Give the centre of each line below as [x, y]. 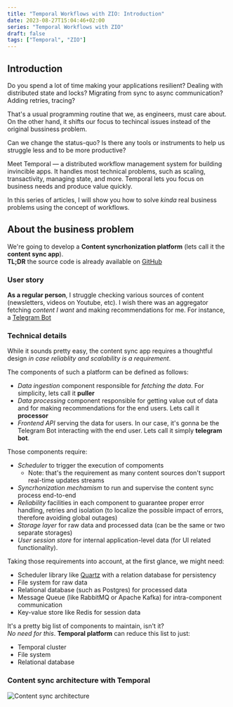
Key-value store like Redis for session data [79, 613]
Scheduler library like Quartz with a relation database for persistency [116, 575]
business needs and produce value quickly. [70, 186]
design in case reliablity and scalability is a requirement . [89, 358]
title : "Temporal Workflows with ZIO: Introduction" [86, 14]
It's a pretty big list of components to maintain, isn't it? [86, 626]
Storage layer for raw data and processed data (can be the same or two [121, 525]
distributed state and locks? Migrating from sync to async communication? [115, 93]
